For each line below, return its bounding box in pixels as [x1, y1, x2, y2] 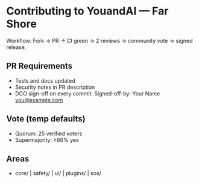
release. [6, 43, 27, 51]
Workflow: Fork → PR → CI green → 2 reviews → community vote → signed [6, 37, 193, 44]
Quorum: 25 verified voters [14, 130, 83, 137]
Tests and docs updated [14, 77, 75, 84]
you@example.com [14, 96, 63, 103]
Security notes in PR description [14, 83, 95, 91]
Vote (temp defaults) [6, 114, 86, 124]
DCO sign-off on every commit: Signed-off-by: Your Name [14, 89, 160, 97]
